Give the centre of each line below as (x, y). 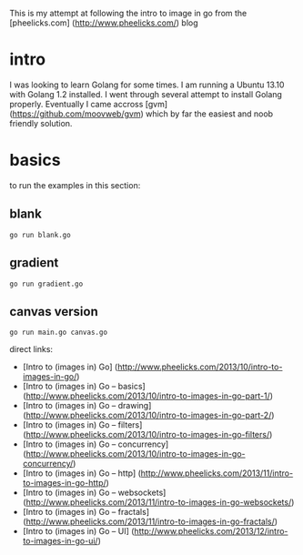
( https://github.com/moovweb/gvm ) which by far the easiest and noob (141, 114)
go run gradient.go (46, 284)
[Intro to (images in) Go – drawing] (87, 406)
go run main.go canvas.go (58, 333)
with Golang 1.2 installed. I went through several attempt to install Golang (146, 94)
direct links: (31, 349)
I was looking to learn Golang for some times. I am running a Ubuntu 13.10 (147, 85)
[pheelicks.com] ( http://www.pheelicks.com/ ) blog (104, 23)
